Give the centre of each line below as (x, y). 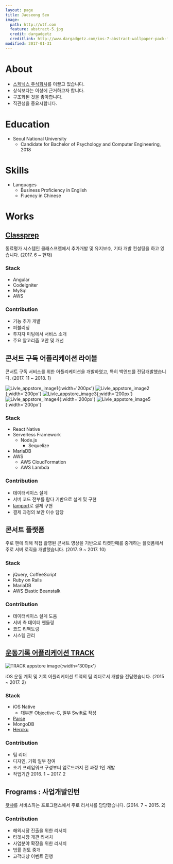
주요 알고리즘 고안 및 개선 (38, 341)
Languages (25, 184)
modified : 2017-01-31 (29, 44)
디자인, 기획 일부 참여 (34, 761)
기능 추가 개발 (27, 321)
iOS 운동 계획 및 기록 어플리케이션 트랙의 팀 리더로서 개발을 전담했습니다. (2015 (85, 676)
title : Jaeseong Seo (28, 15)
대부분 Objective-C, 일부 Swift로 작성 (58, 713)
